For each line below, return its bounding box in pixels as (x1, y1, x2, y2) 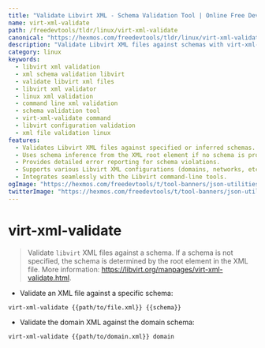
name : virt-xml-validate (8, 19, 90, 27)
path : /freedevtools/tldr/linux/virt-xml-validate (8, 26, 178, 34)
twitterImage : (8, 187, 55, 196)
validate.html (27, 273, 69, 283)
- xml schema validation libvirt (15, 70, 125, 78)
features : (8, 136, 41, 144)
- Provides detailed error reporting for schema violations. (15, 159, 221, 167)
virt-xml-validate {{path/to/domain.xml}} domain (8, 332, 175, 340)
